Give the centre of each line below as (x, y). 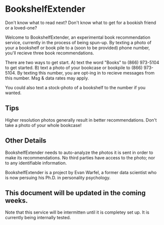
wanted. (13, 93)
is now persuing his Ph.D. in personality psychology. (58, 177)
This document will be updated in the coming (75, 193)
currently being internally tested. (38, 218)
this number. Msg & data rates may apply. (47, 78)
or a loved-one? (21, 27)
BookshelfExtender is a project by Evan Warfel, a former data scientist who (81, 172)
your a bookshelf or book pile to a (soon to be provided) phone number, (78, 48)
